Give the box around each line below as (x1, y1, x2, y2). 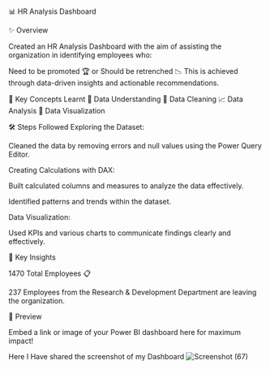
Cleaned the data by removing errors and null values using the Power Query (8, 141, 262, 150)
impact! (8, 336, 34, 345)
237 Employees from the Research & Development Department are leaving (8, 287, 257, 297)
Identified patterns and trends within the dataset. (8, 197, 172, 206)
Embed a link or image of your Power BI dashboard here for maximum (8, 328, 242, 337)
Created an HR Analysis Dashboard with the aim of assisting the (8, 41, 222, 51)
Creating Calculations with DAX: (8, 165, 115, 174)
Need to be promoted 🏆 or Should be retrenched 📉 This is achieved (8, 67, 238, 75)
